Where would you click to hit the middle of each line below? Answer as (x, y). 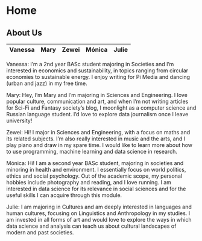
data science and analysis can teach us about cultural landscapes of (91, 226)
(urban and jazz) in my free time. (47, 83)
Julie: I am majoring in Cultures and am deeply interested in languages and (99, 207)
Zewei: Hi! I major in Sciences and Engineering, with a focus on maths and (98, 132)
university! (19, 120)
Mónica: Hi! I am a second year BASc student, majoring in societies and (95, 163)
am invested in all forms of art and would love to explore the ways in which (99, 220)
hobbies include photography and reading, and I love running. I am (89, 182)
